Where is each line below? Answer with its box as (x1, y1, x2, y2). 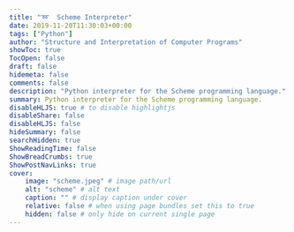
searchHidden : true (9, 136, 81, 145)
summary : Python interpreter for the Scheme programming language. (9, 94, 263, 104)
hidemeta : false (9, 71, 69, 79)
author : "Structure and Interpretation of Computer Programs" (9, 37, 243, 47)
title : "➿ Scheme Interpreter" (9, 12, 132, 22)
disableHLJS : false (9, 120, 81, 129)
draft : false (9, 63, 57, 71)
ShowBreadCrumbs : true (9, 152, 93, 161)
